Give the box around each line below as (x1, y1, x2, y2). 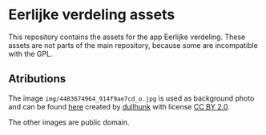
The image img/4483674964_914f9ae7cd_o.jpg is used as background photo (8, 93, 255, 103)
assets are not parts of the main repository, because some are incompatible (8, 40, 258, 50)
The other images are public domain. (8, 117, 130, 127)
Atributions (8, 72, 66, 85)
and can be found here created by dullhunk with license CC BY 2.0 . (8, 101, 230, 111)
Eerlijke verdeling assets (8, 6, 175, 24)
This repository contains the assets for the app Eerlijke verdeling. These (8, 32, 246, 42)
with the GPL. (8, 49, 53, 58)
